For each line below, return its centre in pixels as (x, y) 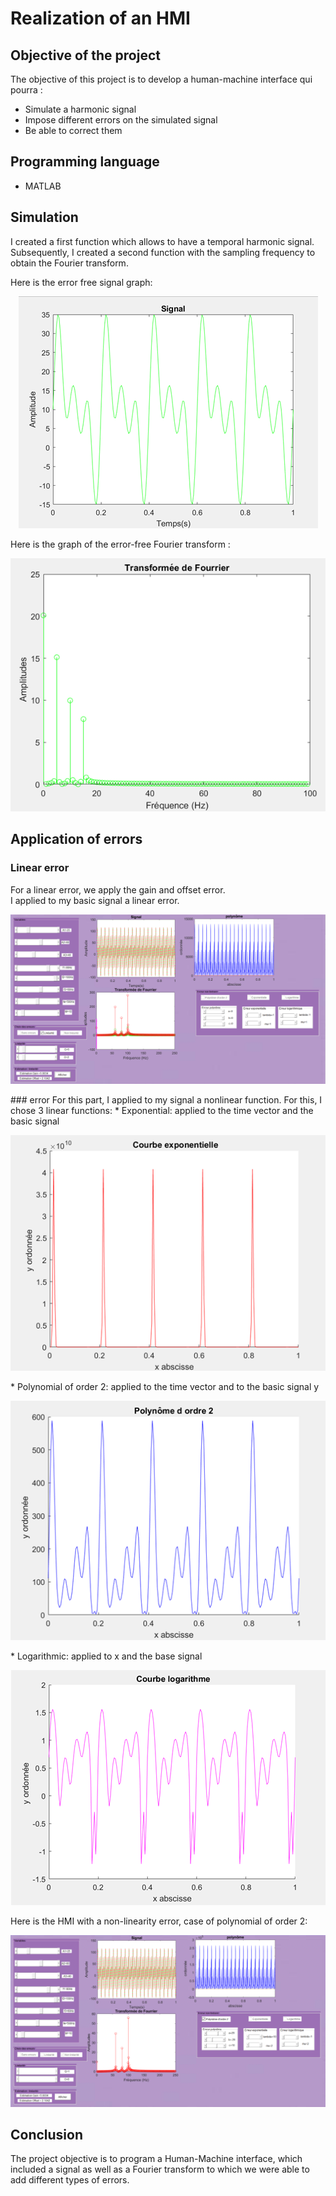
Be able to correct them (73, 130)
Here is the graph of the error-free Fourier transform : (120, 544)
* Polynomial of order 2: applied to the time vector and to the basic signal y (165, 1387)
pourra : (26, 90)
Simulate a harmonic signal (80, 109)
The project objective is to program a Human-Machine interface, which (156, 2159)
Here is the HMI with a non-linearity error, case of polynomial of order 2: (159, 1921)
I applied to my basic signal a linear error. (95, 900)
